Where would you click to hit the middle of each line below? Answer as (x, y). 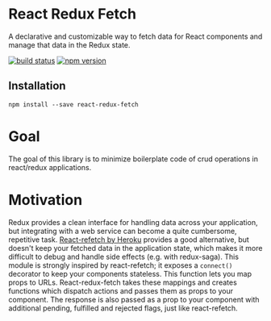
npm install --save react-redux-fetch (73, 104)
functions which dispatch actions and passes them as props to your (121, 290)
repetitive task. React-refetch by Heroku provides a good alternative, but (129, 240)
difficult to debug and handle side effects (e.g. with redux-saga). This (124, 256)
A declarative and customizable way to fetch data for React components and (135, 36)
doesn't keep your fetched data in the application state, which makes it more (135, 248)
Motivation (46, 200)
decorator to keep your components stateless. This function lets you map (130, 273)
